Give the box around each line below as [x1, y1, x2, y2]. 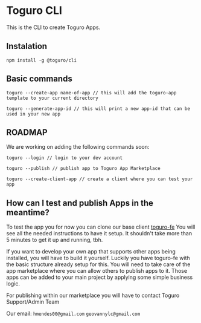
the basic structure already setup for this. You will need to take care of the [6, 261, 191, 268]
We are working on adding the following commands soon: [6, 143, 150, 151]
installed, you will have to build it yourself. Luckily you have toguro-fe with [6, 255, 190, 262]
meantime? [6, 207, 49, 218]
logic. [6, 280, 20, 287]
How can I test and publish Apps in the [6, 198, 154, 208]
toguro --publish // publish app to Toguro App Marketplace [6, 166, 161, 172]
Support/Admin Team [6, 298, 60, 305]
